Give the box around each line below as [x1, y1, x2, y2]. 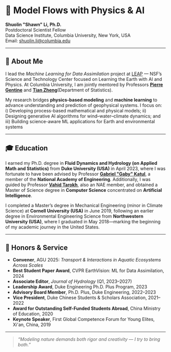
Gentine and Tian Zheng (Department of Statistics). [5, 86, 113, 93]
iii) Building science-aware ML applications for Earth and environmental [5, 118, 155, 124]
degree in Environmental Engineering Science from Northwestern [5, 213, 144, 219]
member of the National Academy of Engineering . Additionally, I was [5, 176, 151, 182]
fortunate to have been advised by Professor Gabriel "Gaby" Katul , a [5, 170, 151, 177]
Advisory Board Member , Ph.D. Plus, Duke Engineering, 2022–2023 [12, 289, 156, 296]
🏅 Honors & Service [5, 243, 68, 252]
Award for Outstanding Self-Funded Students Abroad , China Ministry [12, 305, 161, 312]
